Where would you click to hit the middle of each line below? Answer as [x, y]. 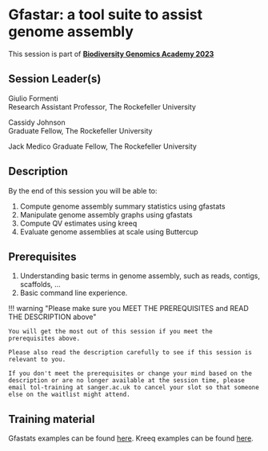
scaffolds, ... [40, 285]
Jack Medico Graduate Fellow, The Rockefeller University [103, 146]
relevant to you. [37, 360]
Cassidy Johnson [37, 122]
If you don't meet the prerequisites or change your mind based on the [130, 373]
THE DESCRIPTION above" [52, 317]
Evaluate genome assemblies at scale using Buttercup [109, 231]
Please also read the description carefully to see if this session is [130, 353]
